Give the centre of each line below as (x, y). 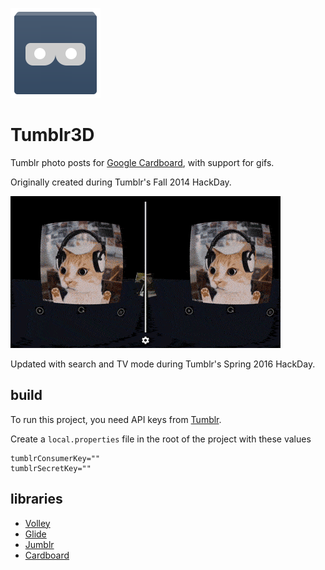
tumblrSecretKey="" (51, 468)
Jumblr (39, 544)
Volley (37, 523)
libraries (36, 499)
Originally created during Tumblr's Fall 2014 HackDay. (121, 182)
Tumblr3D (52, 135)
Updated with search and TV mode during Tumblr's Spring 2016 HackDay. (163, 364)
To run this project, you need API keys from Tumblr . (116, 419)
